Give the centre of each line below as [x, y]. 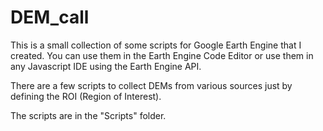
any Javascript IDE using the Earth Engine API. [106, 66]
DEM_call [50, 17]
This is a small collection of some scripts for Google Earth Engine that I [156, 45]
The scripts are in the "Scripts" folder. [88, 115]
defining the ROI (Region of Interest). [86, 96]
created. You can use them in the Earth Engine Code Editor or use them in [162, 55]
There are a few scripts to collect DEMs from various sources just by [151, 85]
